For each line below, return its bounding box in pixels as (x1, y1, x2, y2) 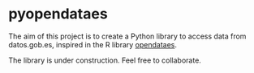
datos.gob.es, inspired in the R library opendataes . (8, 39, 177, 49)
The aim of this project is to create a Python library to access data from (8, 31, 247, 41)
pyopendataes (8, 5, 108, 23)
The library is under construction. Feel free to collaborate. (8, 55, 201, 65)
